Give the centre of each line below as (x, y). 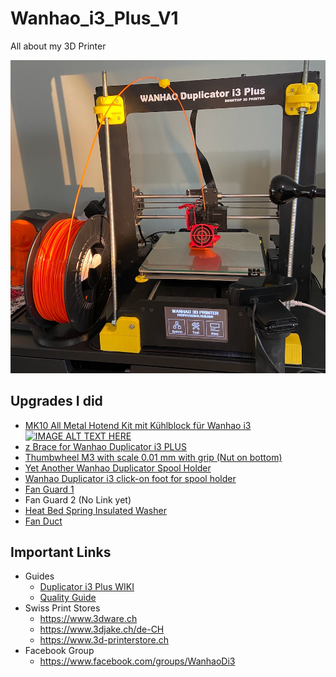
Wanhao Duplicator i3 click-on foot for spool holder (130, 478)
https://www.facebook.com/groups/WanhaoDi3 (137, 661)
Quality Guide (68, 598)
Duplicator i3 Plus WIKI (87, 587)
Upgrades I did (56, 401)
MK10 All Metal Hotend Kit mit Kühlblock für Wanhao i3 (138, 425)
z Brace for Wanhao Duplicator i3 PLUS (105, 446)
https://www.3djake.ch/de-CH (102, 629)
